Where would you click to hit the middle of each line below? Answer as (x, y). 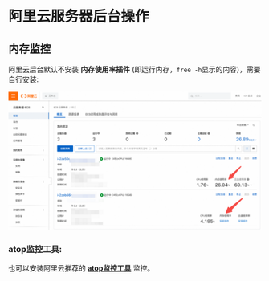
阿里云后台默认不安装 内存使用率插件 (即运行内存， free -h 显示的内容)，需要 (134, 69)
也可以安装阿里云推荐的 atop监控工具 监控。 (82, 268)
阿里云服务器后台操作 (79, 16)
